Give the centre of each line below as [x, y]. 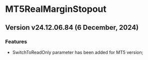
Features [16, 42]
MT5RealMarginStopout [56, 9]
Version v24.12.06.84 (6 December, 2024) [72, 28]
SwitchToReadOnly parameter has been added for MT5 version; [78, 52]
